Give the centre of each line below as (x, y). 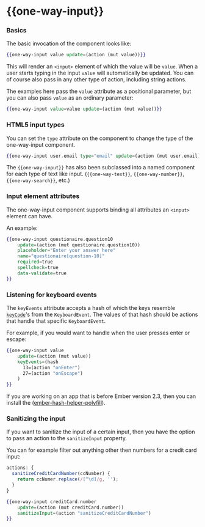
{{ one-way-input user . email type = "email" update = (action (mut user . (95, 156)
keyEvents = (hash (38, 362)
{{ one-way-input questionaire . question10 (60, 239)
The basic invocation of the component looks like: (69, 43)
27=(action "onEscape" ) (53, 373)
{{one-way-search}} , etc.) (38, 180)
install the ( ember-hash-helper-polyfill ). (56, 403)
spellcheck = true (38, 268)
